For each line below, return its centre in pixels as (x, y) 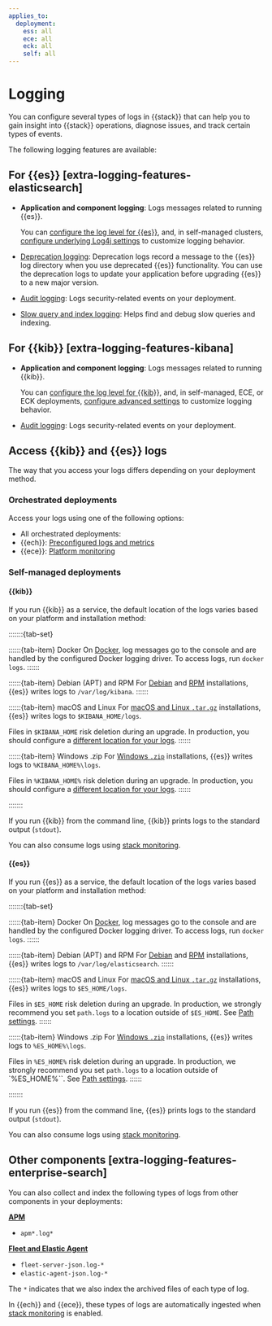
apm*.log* (37, 1233)
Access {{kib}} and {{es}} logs (88, 451)
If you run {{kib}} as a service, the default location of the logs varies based (133, 609)
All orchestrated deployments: (71, 533)
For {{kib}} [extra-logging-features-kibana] (121, 348)
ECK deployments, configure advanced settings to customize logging (136, 400)
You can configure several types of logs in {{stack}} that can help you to (129, 116)
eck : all (38, 46)
